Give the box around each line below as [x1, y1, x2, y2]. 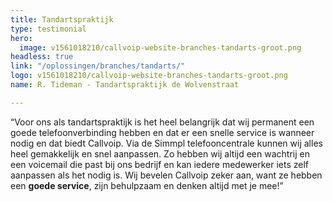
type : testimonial [10, 24, 87, 34]
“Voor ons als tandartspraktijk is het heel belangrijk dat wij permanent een [10, 116, 315, 128]
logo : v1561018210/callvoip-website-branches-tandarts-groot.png [10, 71, 288, 81]
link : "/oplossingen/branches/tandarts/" [10, 61, 186, 71]
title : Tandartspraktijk [10, 14, 114, 25]
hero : [10, 33, 33, 43]
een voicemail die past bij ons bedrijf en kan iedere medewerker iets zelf [10, 158, 309, 170]
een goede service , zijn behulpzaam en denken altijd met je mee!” [10, 179, 284, 191]
